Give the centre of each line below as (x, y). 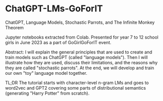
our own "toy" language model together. (46, 73)
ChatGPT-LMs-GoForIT (54, 9)
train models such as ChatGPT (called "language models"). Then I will (77, 57)
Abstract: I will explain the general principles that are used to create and (79, 52)
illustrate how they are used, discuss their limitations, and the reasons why (81, 62)
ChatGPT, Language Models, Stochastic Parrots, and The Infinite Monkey (80, 22)
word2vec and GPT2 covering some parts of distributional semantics (76, 88)
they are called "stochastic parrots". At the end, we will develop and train (80, 68)
